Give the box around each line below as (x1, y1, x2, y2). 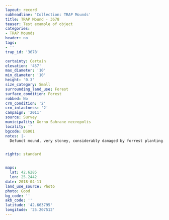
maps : (5, 165, 17, 170)
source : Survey (5, 115, 37, 120)
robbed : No (5, 96, 28, 101)
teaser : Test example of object (5, 21, 73, 27)
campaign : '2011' (5, 110, 42, 115)
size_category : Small (5, 82, 51, 87)
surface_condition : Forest (5, 91, 62, 96)
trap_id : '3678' (5, 49, 39, 54)
